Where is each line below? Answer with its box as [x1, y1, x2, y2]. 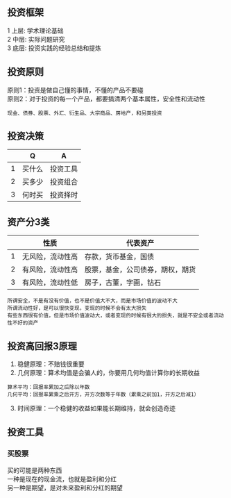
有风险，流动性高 [22, 265, 78, 274]
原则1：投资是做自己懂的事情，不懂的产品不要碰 [7, 85, 144, 94]
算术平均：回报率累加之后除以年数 [7, 384, 90, 391]
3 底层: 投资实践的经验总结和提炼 [7, 44, 102, 52]
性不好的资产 [7, 319, 39, 326]
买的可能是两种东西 [7, 466, 62, 474]
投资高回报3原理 [7, 340, 78, 352]
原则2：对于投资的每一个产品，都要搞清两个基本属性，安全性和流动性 [7, 94, 206, 103]
